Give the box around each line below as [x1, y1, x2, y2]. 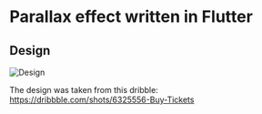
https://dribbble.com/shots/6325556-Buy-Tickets [9, 94, 195, 105]
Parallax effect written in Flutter [9, 6, 253, 27]
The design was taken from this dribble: [9, 85, 159, 95]
